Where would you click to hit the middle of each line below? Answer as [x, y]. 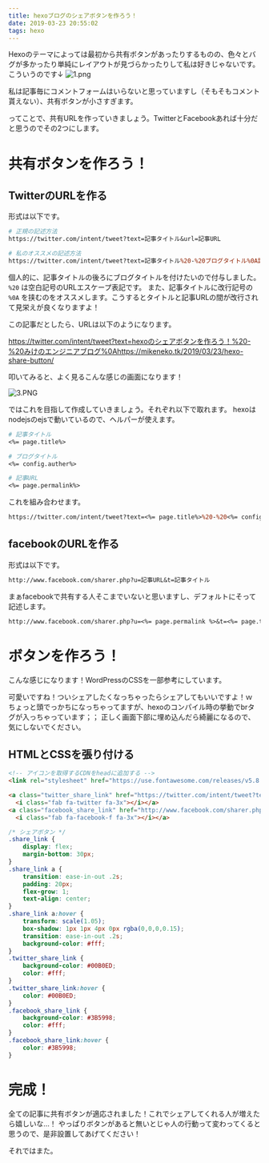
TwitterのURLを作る [58, 196]
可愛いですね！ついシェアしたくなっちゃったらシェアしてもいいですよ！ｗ [130, 696]
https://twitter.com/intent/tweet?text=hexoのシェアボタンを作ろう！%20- [130, 341]
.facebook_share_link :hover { [59, 1041]
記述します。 [29, 606]
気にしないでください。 [47, 727]
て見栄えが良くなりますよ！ [54, 307]
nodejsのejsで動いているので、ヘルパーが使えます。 [94, 419]
